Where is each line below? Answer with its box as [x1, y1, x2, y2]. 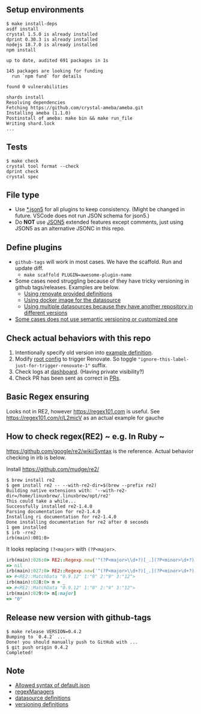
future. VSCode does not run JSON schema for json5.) [14, 212, 150, 220]
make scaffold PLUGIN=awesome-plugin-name [23, 272, 132, 278]
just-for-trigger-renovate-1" [14, 363, 91, 369]
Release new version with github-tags [6, 613, 151, 623]
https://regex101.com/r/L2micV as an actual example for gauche [6, 414, 164, 421]
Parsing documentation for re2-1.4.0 [6, 508, 101, 515]
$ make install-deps [6, 20, 58, 26]
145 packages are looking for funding [6, 68, 103, 74]
